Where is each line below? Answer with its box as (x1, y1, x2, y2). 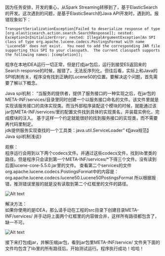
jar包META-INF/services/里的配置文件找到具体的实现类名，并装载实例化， (5, 109, 156, 115)
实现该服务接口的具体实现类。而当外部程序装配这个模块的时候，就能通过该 (5, 103, 157, 108)
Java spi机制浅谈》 (5, 133, 44, 139)
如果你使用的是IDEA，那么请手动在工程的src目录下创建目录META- (5, 207, 139, 213)
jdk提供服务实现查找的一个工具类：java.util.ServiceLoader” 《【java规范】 (5, 128, 152, 133)
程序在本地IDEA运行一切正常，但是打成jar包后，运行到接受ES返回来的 (5, 62, 147, 67)
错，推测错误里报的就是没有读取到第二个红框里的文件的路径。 (5, 181, 131, 187)
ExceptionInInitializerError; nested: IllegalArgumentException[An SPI (5, 35, 156, 40)
